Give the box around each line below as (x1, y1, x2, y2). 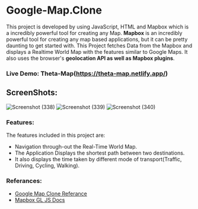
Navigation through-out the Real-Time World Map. (14, 143, 138, 150)
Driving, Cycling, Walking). (14, 162, 80, 169)
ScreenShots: (6, 88, 58, 98)
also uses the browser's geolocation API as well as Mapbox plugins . (6, 54, 175, 62)
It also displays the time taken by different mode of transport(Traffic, (14, 155, 182, 163)
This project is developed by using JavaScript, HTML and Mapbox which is (6, 23, 189, 30)
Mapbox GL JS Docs (14, 197, 65, 204)
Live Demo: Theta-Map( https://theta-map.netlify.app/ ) (6, 69, 168, 78)
